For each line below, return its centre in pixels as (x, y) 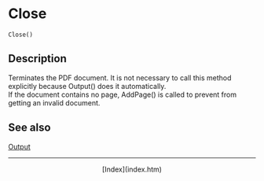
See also (29, 128)
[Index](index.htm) (132, 169)
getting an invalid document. (54, 102)
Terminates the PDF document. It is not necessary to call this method (120, 78)
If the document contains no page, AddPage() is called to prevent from (123, 94)
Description (37, 59)
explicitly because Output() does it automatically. (87, 86)
